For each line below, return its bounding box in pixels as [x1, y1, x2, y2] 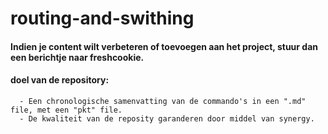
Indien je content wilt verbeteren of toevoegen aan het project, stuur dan [10, 40, 318, 52]
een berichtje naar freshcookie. [10, 51, 145, 63]
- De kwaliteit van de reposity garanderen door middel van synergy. [19, 113, 315, 124]
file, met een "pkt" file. [10, 105, 123, 115]
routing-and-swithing [10, 7, 195, 30]
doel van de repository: [10, 74, 110, 86]
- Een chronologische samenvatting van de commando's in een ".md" [19, 96, 307, 106]
